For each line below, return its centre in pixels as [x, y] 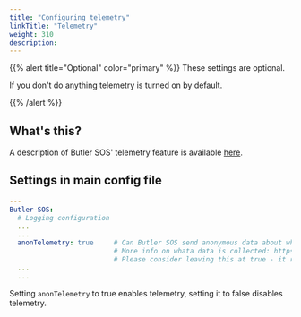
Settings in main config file [86, 180]
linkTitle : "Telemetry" [54, 26]
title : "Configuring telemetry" [69, 17]
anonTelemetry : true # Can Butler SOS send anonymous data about [150, 243]
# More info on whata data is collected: [192, 252]
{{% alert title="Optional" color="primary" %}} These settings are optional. [147, 68]
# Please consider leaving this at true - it [200, 260]
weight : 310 [31, 34]
